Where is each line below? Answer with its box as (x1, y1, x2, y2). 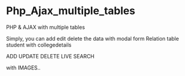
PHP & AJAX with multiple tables (6, 24, 85, 31)
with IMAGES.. (6, 64, 41, 71)
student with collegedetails (6, 41, 72, 48)
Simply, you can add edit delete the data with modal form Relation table (6, 35, 179, 42)
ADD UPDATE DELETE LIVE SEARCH (6, 52, 95, 60)
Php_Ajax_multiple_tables (6, 4, 136, 18)
